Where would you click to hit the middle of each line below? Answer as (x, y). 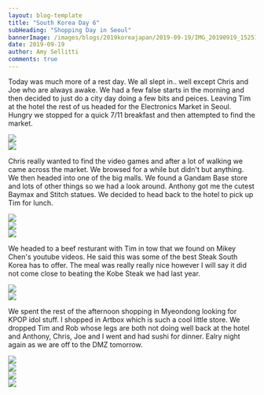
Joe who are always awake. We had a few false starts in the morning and (126, 90)
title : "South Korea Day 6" (54, 23)
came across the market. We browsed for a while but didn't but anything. (126, 169)
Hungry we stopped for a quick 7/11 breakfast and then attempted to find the (132, 115)
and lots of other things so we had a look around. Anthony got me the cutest (132, 186)
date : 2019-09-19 (37, 45)
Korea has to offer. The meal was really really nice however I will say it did (128, 265)
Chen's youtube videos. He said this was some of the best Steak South (123, 257)
